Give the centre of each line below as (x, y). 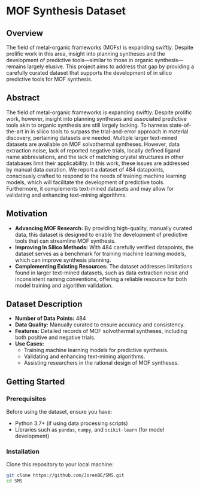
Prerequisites (26, 399)
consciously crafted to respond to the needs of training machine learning (96, 176)
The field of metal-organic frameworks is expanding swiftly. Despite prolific (99, 112)
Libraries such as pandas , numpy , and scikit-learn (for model (90, 430)
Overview (25, 33)
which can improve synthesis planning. (63, 260)
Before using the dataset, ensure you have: (59, 412)
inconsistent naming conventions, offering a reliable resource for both (101, 279)
